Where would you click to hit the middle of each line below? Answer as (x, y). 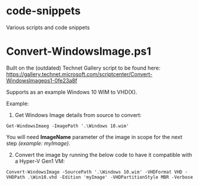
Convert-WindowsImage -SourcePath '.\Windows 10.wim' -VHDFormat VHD (94, 172)
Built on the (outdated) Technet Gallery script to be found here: (83, 68)
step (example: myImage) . (38, 143)
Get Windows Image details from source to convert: (78, 115)
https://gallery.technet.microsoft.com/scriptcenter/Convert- (80, 74)
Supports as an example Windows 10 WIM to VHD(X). (72, 92)
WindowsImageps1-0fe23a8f (42, 80)
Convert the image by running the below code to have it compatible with (103, 155)
